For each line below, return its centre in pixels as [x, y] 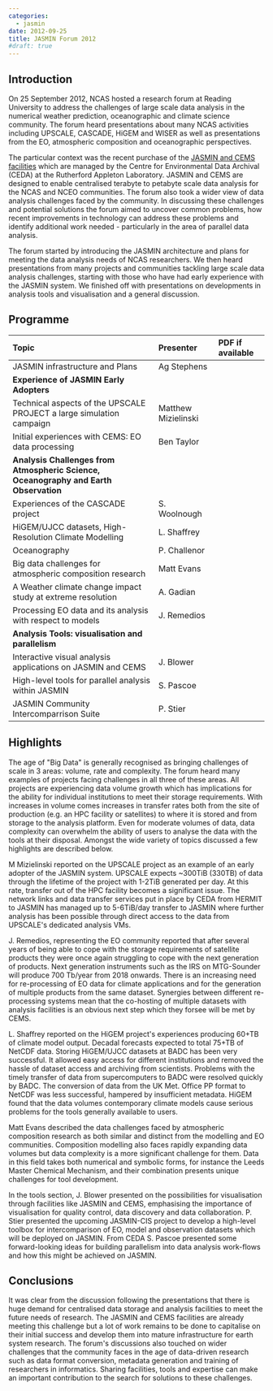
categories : [28, 16]
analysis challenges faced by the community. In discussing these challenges [136, 201]
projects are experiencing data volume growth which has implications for [130, 788]
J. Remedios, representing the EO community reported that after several [129, 940]
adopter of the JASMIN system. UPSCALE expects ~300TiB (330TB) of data [136, 873]
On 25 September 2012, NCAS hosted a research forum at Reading [120, 98]
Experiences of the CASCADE [69, 503]
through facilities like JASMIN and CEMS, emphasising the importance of [130, 1203]
